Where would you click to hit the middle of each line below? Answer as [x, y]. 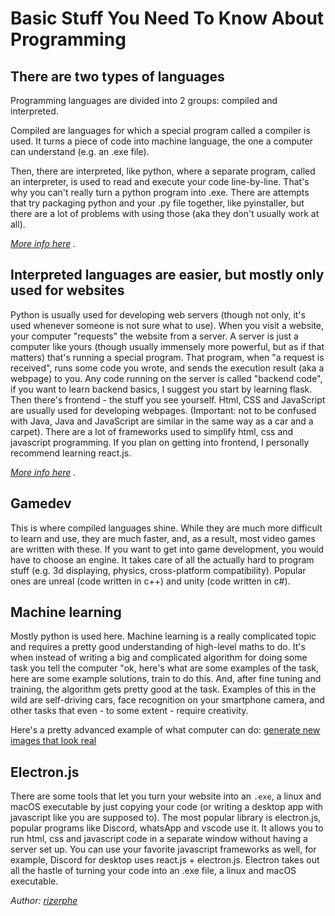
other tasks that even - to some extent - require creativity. [129, 711]
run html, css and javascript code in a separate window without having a [159, 839]
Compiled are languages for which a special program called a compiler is [160, 130]
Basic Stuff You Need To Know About [167, 18]
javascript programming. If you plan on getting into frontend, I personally [160, 442]
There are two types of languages [117, 76]
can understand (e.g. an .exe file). [80, 151]
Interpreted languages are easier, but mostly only [167, 275]
